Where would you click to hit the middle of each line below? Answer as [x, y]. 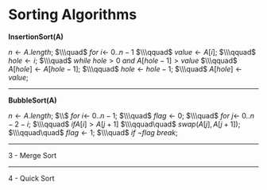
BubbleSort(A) [33, 100]
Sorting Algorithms [73, 15]
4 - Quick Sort [31, 178]
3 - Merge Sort [33, 155]
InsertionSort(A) [36, 37]
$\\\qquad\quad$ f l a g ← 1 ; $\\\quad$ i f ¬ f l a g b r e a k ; [93, 132]
